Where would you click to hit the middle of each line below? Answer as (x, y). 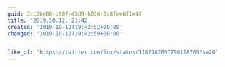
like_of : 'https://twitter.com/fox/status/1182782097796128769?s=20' (113, 53)
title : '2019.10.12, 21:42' (49, 20)
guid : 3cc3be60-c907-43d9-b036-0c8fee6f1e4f (75, 14)
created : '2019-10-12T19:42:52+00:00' (65, 27)
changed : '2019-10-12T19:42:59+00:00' (65, 33)
